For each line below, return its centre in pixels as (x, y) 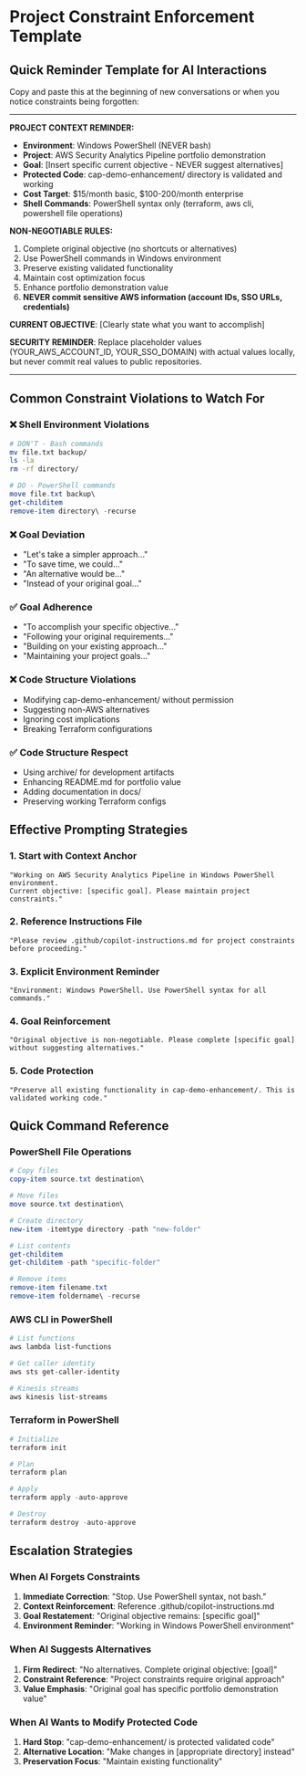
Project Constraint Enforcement (132, 17)
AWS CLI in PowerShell (61, 1319)
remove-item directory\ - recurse (73, 511)
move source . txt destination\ (67, 1205)
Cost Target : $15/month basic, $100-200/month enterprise (133, 194)
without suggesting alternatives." (77, 1048)
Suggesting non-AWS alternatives (86, 709)
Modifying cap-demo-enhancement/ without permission (128, 699)
